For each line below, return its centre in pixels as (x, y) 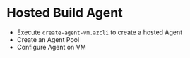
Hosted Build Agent (65, 13)
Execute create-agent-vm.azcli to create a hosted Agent (100, 32)
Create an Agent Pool (48, 39)
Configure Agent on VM (51, 47)
